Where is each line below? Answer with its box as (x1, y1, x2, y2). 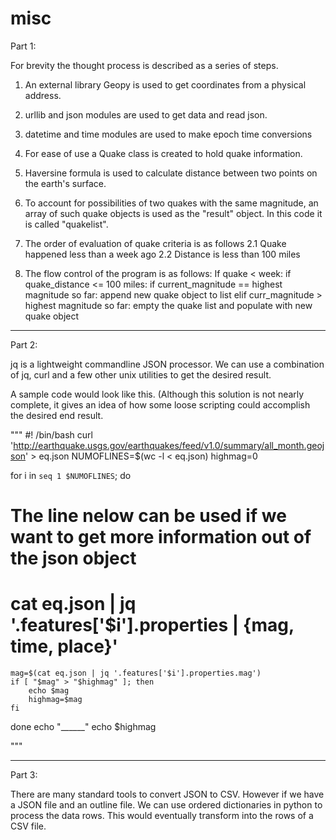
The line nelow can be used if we (10, 505, 287, 527)
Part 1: (10, 40, 37, 52)
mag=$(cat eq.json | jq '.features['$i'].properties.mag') (10, 668, 262, 679)
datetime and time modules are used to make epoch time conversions (24, 128, 313, 140)
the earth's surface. (24, 177, 107, 189)
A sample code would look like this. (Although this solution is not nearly (10, 388, 305, 400)
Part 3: (10, 769, 38, 781)
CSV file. (10, 820, 47, 832)
